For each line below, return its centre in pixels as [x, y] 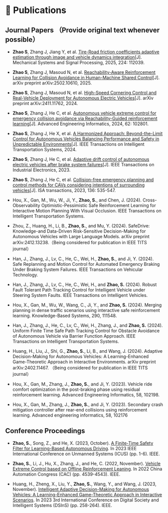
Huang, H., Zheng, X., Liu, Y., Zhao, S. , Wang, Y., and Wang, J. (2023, [85, 484]
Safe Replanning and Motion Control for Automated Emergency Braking [86, 264]
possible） [22, 39]
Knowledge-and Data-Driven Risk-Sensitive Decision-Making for [79, 231]
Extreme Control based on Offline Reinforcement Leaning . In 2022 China [87, 469]
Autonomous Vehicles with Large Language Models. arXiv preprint [81, 236]
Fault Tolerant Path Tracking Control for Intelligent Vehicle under [79, 290]
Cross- [150, 200]
